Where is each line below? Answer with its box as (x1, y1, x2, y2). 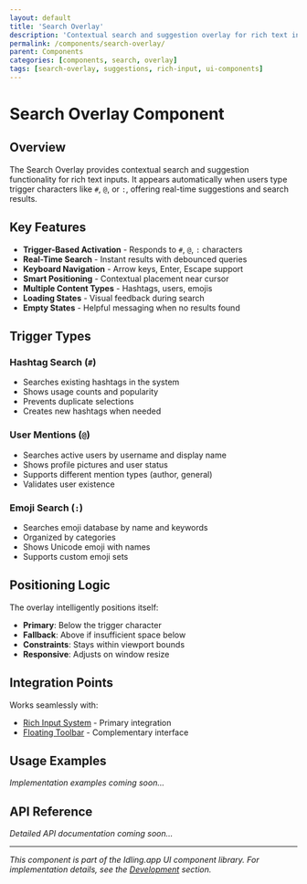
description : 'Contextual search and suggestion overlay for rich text (9, 30, 288, 39)
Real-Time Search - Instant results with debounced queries (22, 253, 248, 265)
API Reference (9, 804, 93, 819)
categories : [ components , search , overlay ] (9, 56, 178, 65)
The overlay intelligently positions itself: (9, 602, 159, 613)
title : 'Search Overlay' (9, 22, 104, 31)
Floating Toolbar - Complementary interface (22, 727, 189, 738)
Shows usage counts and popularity (22, 386, 159, 397)
